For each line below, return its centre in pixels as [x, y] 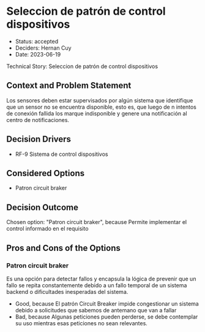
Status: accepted [37, 41]
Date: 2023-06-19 [38, 54]
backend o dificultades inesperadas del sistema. [67, 291]
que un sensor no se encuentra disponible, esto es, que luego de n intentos [102, 107]
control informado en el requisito [47, 229]
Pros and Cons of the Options [63, 248]
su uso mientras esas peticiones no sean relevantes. [81, 323]
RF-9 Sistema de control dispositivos [61, 154]
